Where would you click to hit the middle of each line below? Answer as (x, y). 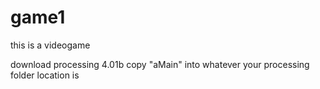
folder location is (45, 75)
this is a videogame (50, 45)
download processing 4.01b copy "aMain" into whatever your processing (160, 64)
